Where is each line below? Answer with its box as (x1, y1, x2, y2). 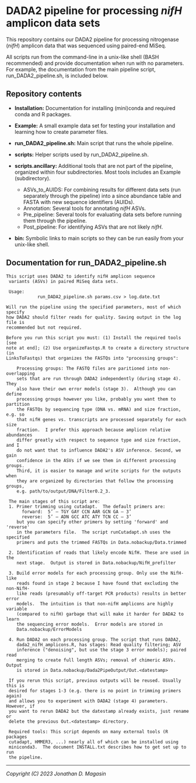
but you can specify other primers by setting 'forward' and (16, 519, 168, 525)
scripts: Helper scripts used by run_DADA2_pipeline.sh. (14, 151, 149, 158)
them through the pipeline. (23, 217, 87, 224)
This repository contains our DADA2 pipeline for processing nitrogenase (6, 36, 179, 43)
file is (6, 319, 25, 325)
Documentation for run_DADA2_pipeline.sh (6, 258, 167, 268)
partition (6, 401, 30, 407)
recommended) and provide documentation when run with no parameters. (6, 60, 184, 67)
